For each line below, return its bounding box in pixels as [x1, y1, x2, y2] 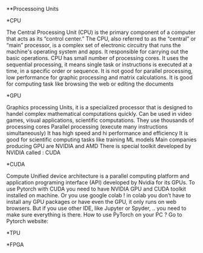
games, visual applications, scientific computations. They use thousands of [6, 116, 195, 124]
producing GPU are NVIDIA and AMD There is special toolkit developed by [6, 143, 191, 149]
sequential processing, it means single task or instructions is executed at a [6, 61, 193, 68]
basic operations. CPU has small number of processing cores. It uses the [6, 55, 188, 61]
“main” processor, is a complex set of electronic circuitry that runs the [6, 42, 181, 49]
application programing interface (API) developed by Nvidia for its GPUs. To [6, 179, 195, 186]
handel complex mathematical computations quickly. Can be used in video [6, 110, 192, 117]
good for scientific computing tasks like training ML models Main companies [6, 136, 197, 143]
